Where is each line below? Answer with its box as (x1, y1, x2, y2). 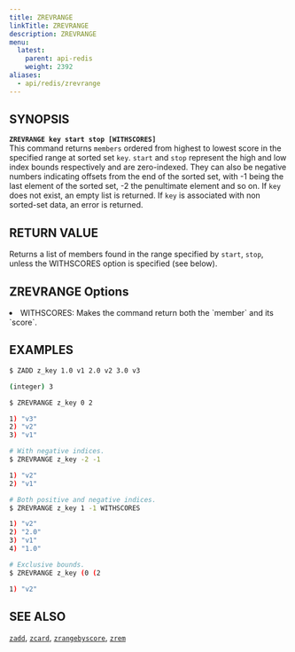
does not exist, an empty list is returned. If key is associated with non (9, 190, 261, 200)
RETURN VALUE (9, 225, 99, 240)
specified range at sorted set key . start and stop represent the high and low (9, 153, 287, 163)
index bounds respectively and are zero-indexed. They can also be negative (9, 161, 287, 173)
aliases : (9, 71, 42, 80)
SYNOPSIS (9, 112, 70, 127)
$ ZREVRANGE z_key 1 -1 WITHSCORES (9, 503, 141, 513)
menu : (9, 37, 29, 47)
